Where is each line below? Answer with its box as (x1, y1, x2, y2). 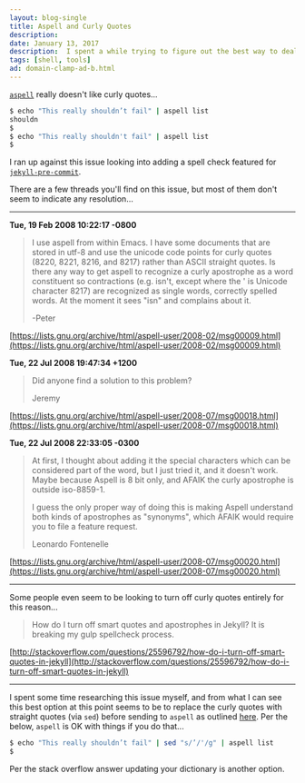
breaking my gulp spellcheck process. (31, 629, 175, 640)
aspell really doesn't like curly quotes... (9, 88, 158, 100)
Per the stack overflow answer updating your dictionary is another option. (9, 764, 285, 774)
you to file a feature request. (31, 521, 138, 532)
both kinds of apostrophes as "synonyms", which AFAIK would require (31, 511, 294, 522)
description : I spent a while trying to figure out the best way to (9, 47, 279, 56)
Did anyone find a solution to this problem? (31, 375, 192, 386)
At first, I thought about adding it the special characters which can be (31, 455, 291, 466)
